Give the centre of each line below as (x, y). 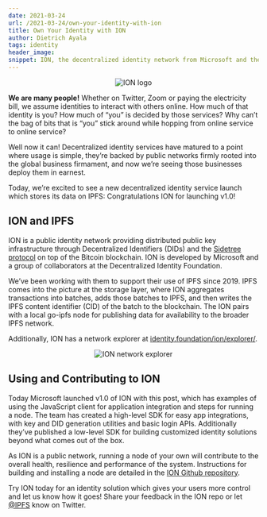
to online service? (37, 131)
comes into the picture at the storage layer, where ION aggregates (116, 289)
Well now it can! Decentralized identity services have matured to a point (126, 147)
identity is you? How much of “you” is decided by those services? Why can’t (133, 114)
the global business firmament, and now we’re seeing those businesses (125, 164)
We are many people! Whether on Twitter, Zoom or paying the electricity (127, 98)
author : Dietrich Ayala (48, 38)
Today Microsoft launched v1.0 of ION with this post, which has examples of (132, 398)
